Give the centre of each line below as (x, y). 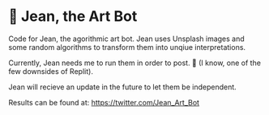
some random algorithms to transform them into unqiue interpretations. (127, 47)
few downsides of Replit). (51, 71)
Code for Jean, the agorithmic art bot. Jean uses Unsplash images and (126, 39)
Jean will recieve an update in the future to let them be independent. (122, 87)
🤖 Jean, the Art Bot (73, 16)
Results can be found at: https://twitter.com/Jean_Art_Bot (104, 102)
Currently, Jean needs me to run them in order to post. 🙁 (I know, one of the (135, 63)
